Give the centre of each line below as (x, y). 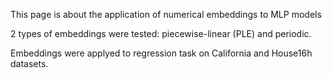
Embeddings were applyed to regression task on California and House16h (161, 53)
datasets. (29, 63)
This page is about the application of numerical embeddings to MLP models (166, 14)
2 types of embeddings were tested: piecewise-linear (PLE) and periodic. (161, 33)
